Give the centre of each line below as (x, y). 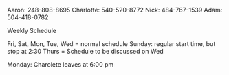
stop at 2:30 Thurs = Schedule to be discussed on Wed (85, 51)
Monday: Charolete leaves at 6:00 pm (61, 64)
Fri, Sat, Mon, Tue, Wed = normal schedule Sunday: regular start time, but (111, 44)
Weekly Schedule (32, 31)
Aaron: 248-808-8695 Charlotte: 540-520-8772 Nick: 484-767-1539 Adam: (115, 10)
